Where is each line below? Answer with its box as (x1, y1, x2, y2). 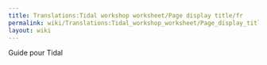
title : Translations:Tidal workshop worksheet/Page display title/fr (8, 11, 244, 20)
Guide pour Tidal (8, 48, 64, 58)
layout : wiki (8, 26, 52, 34)
